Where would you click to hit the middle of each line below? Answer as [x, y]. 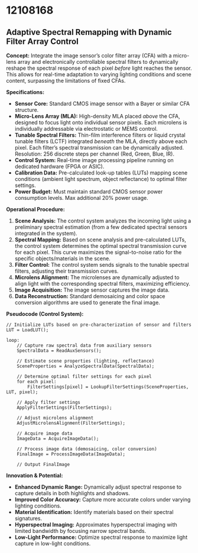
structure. [27, 110]
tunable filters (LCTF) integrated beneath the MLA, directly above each [101, 141]
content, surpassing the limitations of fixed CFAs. [66, 81]
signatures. [28, 518]
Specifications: [25, 92]
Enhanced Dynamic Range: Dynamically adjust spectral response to [98, 487]
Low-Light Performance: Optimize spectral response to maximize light [101, 537]
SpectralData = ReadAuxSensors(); [59, 351]
